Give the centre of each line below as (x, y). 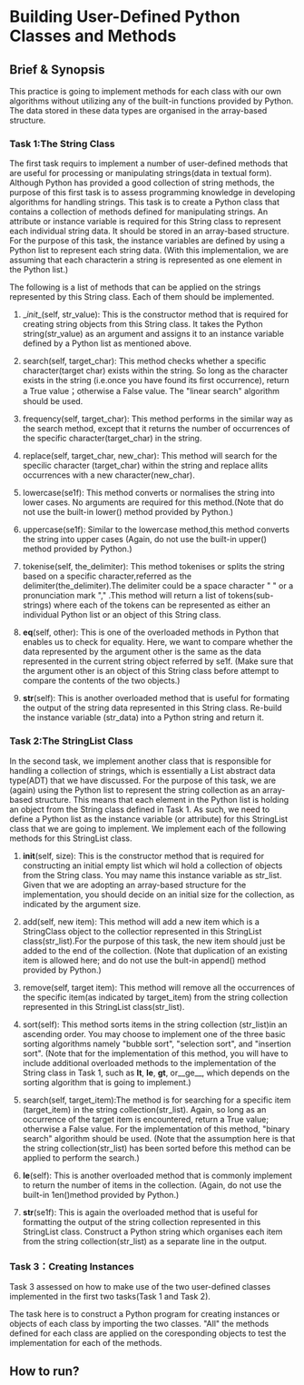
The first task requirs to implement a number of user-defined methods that (149, 163)
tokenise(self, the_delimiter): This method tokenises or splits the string (154, 567)
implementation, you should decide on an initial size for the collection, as (158, 894)
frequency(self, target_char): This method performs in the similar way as (157, 419)
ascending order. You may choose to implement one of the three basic (154, 1034)
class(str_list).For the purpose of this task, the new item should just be (154, 941)
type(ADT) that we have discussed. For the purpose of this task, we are (143, 780)
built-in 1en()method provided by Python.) (101, 1194)
